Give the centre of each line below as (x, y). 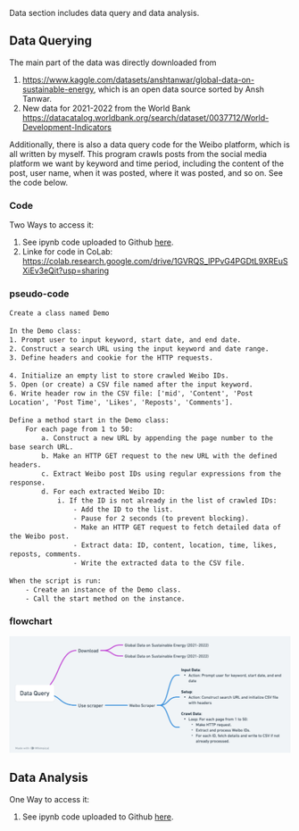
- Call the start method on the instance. (105, 599)
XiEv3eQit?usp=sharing (66, 270)
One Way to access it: (50, 799)
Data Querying (50, 41)
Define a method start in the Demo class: (89, 420)
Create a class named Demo (59, 313)
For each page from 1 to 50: (79, 429)
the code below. (39, 182)
